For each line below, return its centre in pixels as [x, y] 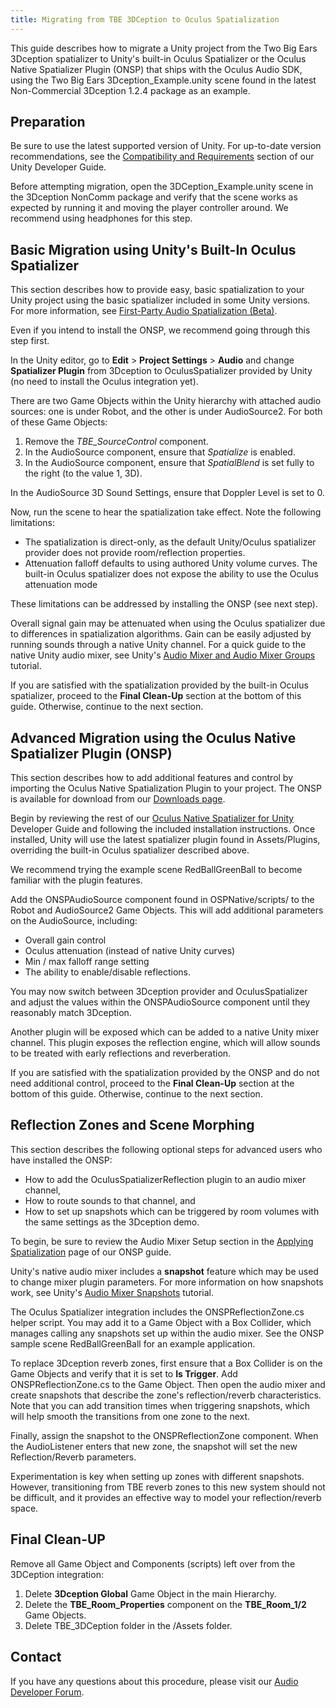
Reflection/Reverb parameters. [73, 1457]
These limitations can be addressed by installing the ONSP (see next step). [164, 604]
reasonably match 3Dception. [71, 1013]
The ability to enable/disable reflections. [107, 972]
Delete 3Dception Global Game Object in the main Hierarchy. [150, 1593]
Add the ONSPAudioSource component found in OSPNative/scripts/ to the [162, 900]
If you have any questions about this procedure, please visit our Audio [154, 1681]
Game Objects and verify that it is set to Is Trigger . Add [124, 1373]
